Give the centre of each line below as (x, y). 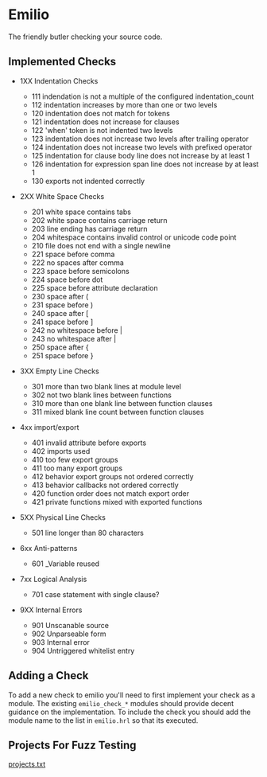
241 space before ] (62, 322)
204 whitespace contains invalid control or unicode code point (134, 237)
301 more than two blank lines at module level (106, 386)
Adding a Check (48, 675)
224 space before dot (67, 279)
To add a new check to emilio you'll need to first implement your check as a (132, 695)
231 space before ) (62, 305)
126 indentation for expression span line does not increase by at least (145, 164)
